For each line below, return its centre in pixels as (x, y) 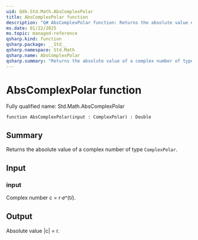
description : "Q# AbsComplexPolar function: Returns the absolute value (97, 22)
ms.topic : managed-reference (42, 34)
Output (19, 217)
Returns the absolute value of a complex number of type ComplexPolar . (92, 149)
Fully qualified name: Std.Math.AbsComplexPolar (65, 106)
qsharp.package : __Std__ (37, 45)
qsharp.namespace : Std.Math (41, 50)
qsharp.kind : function (34, 39)
